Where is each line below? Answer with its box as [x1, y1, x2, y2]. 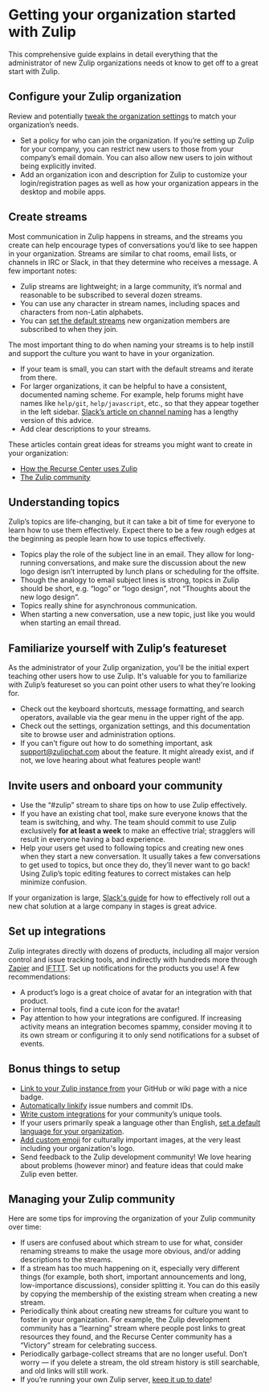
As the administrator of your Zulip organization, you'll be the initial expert [8, 663, 250, 673]
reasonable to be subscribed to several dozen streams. [19, 290, 202, 300]
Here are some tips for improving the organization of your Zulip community [8, 1214, 256, 1224]
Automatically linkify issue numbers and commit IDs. [19, 1100, 194, 1110]
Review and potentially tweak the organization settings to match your [8, 111, 237, 121]
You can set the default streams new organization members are [19, 316, 230, 325]
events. [19, 1038, 45, 1048]
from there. [19, 372, 58, 382]
